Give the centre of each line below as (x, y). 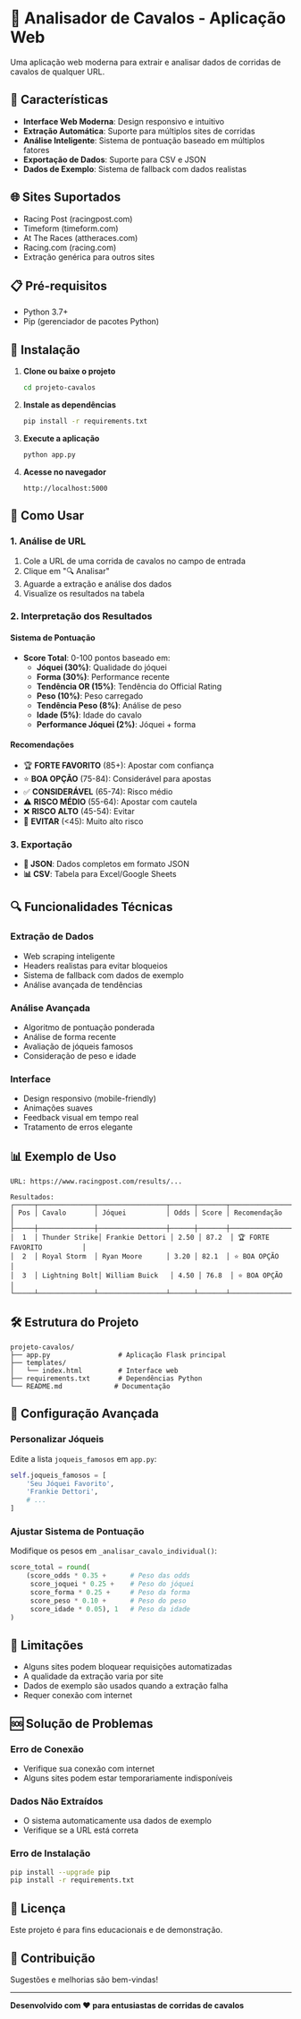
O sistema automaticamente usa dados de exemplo (117, 1821)
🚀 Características (59, 100)
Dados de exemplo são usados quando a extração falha (125, 1686)
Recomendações (42, 745)
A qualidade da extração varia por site (93, 1676)
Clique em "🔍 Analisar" (66, 571)
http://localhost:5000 (65, 488)
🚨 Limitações (47, 1645)
